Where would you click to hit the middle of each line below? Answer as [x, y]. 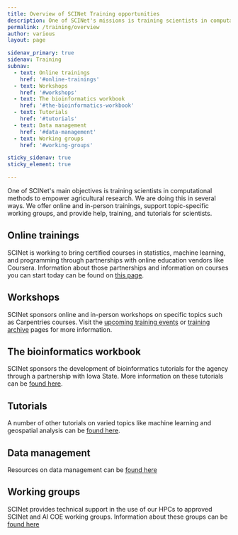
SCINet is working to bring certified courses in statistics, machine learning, [117, 253]
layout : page [27, 40]
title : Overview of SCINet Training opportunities [84, 14]
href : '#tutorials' [49, 119]
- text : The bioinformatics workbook [69, 99]
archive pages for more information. [60, 329]
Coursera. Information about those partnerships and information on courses [118, 267]
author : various [31, 34]
